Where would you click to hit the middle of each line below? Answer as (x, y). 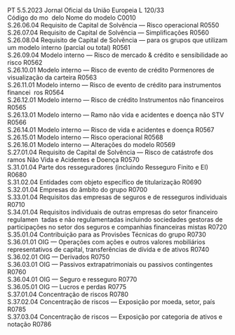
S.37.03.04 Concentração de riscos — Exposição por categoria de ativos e (115, 317)
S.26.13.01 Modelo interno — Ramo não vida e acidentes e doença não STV (116, 115)
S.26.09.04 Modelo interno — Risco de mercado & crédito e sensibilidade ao (117, 55)
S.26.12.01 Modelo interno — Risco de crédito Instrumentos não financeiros (116, 100)
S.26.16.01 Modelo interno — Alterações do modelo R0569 (91, 145)
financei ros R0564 (36, 92)
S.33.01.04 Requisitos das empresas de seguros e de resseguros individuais (117, 197)
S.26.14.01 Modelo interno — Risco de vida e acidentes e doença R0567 (111, 130)
